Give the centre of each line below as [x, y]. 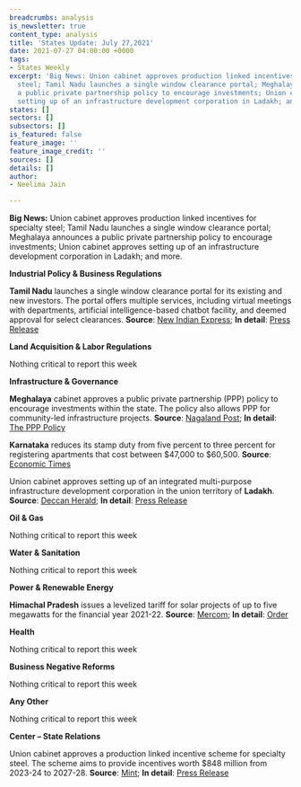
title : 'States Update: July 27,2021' [82, 43]
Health [22, 632]
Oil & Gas [26, 518]
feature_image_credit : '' [57, 151]
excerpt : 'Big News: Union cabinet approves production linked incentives [152, 76]
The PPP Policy [37, 428]
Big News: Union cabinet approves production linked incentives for [133, 218]
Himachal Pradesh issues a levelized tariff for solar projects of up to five [143, 605]
